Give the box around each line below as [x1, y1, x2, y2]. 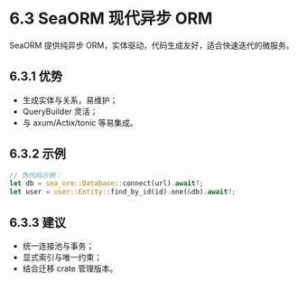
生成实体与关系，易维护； [22, 94, 118, 105]
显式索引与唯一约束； [22, 252, 102, 262]
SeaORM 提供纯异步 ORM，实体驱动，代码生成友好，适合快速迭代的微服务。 [9, 40, 294, 51]
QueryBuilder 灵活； [22, 106, 98, 117]
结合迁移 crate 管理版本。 [22, 263, 118, 274]
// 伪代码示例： [9, 171, 62, 180]
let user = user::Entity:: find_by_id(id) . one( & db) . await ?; [9, 187, 237, 197]
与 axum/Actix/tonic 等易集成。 [22, 117, 138, 127]
